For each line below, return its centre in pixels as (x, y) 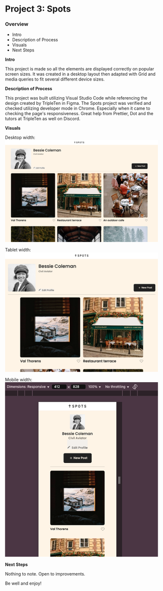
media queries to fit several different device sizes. (55, 79)
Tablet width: (18, 250)
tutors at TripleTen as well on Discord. (43, 119)
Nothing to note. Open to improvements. (45, 574)
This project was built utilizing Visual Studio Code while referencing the (76, 98)
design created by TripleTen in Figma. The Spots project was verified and (78, 103)
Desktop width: (20, 137)
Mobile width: (19, 380)
